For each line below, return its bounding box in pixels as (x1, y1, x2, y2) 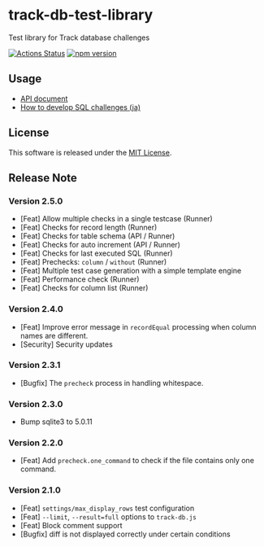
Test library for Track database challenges (8, 33, 150, 42)
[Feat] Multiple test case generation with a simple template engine (19, 266, 242, 276)
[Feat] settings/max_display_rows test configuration (19, 503, 195, 513)
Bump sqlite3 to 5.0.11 (19, 417, 93, 427)
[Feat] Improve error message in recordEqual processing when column (19, 322, 258, 331)
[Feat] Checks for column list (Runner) (19, 283, 149, 293)
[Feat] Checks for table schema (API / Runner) (19, 231, 175, 241)
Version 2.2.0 (8, 437, 63, 449)
